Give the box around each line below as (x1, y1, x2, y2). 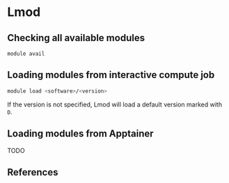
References (7, 166, 58, 178)
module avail (7, 50, 45, 57)
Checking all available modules (7, 32, 145, 44)
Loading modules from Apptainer (7, 128, 155, 140)
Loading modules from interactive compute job (7, 69, 215, 81)
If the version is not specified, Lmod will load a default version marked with (7, 100, 223, 109)
